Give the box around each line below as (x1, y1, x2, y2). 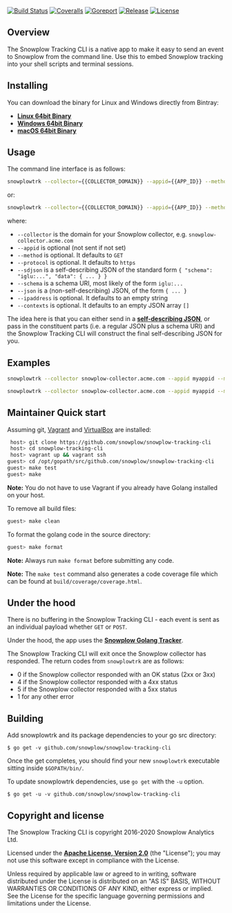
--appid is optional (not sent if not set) (17, 243, 126, 252)
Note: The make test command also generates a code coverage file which (7, 569, 218, 578)
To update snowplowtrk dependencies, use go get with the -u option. (7, 777, 204, 786)
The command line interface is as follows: (7, 165, 126, 173)
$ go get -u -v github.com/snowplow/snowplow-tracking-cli (7, 791, 181, 798)
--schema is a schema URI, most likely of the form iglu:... (17, 279, 184, 288)
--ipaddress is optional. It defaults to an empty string (17, 294, 168, 302)
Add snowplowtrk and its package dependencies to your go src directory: (7, 731, 217, 740)
